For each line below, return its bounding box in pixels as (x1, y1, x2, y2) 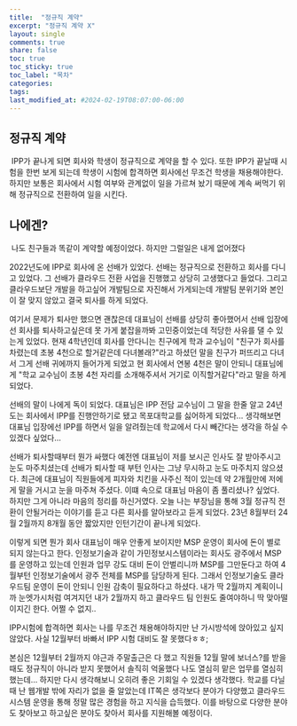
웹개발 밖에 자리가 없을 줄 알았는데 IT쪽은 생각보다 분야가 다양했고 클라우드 (27, 685, 285, 696)
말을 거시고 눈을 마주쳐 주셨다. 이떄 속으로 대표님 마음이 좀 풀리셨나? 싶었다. (18, 485, 280, 495)
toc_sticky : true (9, 63, 74, 72)
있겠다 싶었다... (9, 432, 62, 443)
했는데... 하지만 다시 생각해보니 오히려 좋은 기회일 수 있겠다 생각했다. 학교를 (9, 675, 269, 684)
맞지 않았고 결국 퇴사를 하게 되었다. (27, 295, 149, 305)
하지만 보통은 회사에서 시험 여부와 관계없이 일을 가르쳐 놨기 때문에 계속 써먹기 (9, 178, 277, 189)
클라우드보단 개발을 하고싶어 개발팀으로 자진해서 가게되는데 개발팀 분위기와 (9, 284, 268, 294)
